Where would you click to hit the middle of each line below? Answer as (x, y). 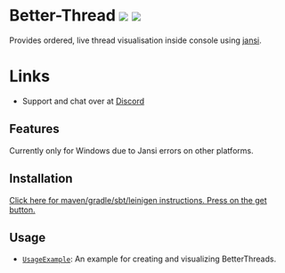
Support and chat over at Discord (83, 101)
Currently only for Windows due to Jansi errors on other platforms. (131, 150)
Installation (41, 179)
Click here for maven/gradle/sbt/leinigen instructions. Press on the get (138, 200)
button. (22, 210)
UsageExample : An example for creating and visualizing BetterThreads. (149, 259)
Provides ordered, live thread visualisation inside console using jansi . (136, 40)
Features (34, 129)
